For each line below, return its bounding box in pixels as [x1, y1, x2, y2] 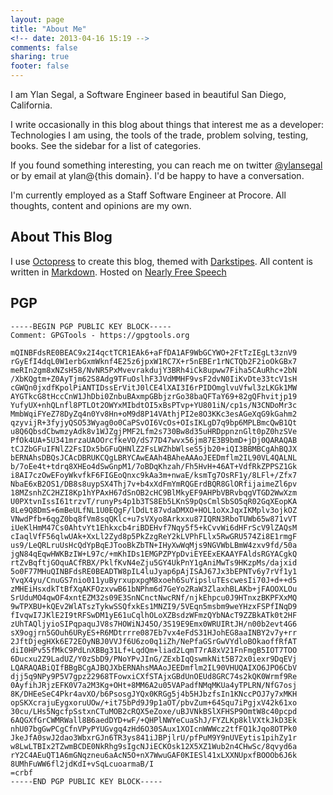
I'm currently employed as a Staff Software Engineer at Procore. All [10, 189, 287, 201]
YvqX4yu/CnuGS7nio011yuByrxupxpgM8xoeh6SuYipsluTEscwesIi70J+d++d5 [10, 575, 298, 585]
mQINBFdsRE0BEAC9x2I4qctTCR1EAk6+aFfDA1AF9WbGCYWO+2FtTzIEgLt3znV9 [10, 347, 298, 358]
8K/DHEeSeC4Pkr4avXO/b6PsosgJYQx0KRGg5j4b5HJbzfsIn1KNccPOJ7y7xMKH [10, 689, 298, 699]
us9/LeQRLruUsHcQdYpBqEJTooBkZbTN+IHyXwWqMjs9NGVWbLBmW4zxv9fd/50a [10, 540, 298, 550]
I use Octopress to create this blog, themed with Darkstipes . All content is [10, 255, 313, 267]
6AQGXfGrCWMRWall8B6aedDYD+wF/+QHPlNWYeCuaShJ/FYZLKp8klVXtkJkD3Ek [10, 715, 298, 725]
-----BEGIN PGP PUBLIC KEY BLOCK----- [10, 321, 172, 331]
